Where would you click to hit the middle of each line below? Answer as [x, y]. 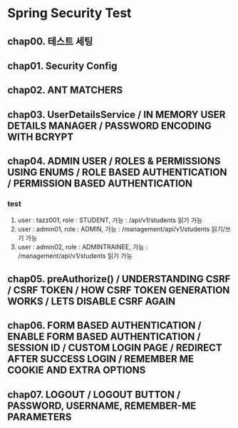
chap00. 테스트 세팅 [50, 41]
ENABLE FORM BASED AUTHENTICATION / [104, 337]
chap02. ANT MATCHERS [65, 90]
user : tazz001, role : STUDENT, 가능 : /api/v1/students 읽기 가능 [110, 220]
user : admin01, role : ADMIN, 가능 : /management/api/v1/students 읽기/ [121, 229]
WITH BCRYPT [40, 137]
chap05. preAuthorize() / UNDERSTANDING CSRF [119, 279]
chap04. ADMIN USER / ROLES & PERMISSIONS [114, 161]
